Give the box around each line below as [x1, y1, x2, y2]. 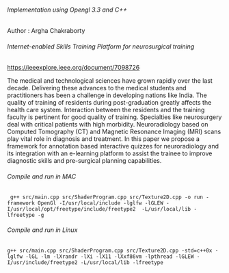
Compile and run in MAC [7, 172, 77, 181]
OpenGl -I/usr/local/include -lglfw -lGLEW [37, 199, 164, 207]
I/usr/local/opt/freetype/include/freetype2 [7, 205, 136, 212]
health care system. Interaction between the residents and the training [7, 106, 205, 114]
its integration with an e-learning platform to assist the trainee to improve [7, 149, 213, 157]
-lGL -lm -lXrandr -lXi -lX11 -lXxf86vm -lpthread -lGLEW [25, 253, 194, 260]
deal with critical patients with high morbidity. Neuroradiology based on [7, 120, 208, 129]
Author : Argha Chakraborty [7, 27, 85, 35]
